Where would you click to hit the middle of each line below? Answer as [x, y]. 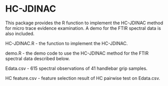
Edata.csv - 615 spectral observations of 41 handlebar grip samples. [76, 68]
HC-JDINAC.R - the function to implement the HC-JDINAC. [66, 43]
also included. [20, 33]
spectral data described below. [38, 58]
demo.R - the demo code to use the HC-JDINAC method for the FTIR [77, 53]
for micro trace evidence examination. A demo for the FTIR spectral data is [83, 28]
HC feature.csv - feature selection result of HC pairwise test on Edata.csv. [83, 78]
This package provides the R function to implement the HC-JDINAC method [84, 23]
